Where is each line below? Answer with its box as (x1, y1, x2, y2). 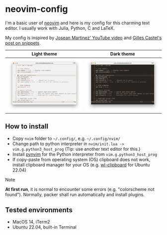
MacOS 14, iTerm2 (12, 219, 50, 225)
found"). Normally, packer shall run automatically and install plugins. (5, 191, 145, 197)
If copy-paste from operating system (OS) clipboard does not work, (12, 156, 151, 162)
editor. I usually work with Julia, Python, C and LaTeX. (5, 25, 115, 31)
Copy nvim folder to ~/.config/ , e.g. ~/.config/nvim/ (12, 135, 121, 141)
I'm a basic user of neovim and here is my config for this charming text (5, 20, 150, 26)
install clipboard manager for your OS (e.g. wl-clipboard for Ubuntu (12, 162, 150, 168)
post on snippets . (5, 40, 41, 46)
